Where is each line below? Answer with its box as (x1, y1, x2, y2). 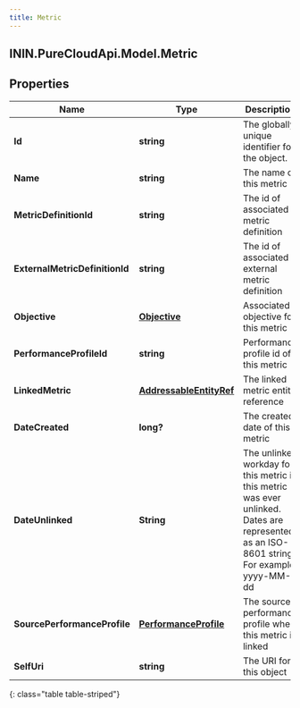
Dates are (242, 513, 284, 526)
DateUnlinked (13, 513, 73, 526)
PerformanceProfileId (13, 347, 108, 359)
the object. (242, 151, 288, 164)
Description (245, 103, 296, 115)
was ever (242, 491, 281, 503)
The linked (242, 373, 287, 385)
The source (242, 595, 291, 608)
